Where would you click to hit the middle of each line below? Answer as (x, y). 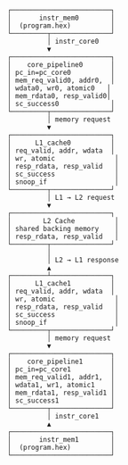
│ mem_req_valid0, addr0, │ (61, 80)
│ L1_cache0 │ (61, 143)
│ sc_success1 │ (61, 401)
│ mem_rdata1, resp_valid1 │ (61, 393)
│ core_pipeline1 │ (61, 361)
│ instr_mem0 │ (61, 18)
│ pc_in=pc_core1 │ (61, 370)
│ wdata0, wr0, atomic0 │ (59, 88)
